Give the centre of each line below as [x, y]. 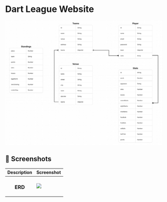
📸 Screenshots [28, 159]
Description [20, 173]
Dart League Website [50, 9]
